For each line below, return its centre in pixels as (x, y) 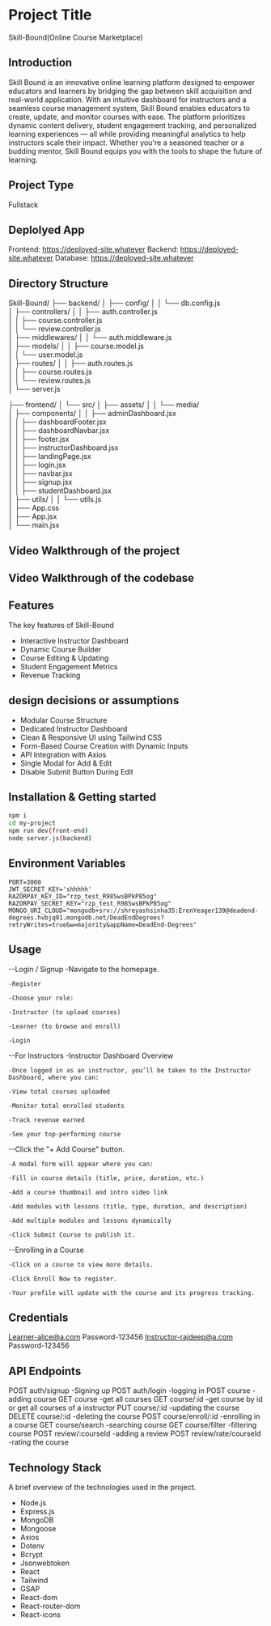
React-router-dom (50, 1606)
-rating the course (38, 1442)
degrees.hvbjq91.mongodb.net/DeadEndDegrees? (86, 917)
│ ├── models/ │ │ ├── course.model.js (76, 346)
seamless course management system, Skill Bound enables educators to (129, 108)
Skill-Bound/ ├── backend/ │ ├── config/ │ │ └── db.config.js (114, 303)
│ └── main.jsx (34, 525)
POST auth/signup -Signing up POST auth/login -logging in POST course (129, 1390)
